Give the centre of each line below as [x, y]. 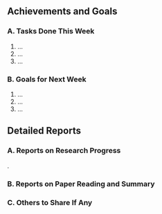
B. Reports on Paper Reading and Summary [81, 183]
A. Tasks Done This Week [51, 31]
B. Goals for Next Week [47, 79]
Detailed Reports [44, 131]
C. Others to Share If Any [50, 202]
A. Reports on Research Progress [64, 151]
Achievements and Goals [62, 11]
